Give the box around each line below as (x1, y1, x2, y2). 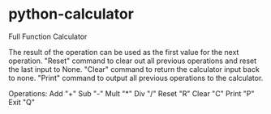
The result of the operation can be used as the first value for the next (8, 47, 239, 57)
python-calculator (8, 5, 134, 23)
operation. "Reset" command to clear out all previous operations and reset (8, 56, 257, 65)
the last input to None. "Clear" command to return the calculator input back (8, 64, 260, 74)
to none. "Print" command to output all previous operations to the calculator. (8, 73, 264, 82)
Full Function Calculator (8, 32, 88, 41)
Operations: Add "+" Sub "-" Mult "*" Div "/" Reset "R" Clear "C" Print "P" (8, 88, 255, 98)
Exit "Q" (8, 97, 35, 107)
